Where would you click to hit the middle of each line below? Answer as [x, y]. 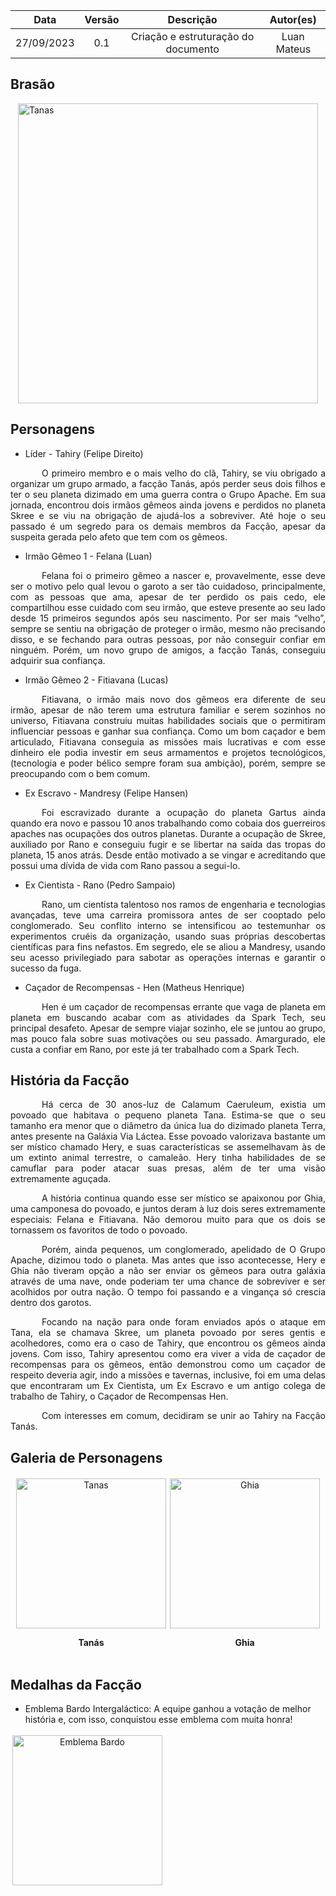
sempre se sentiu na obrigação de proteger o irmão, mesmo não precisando [168, 628]
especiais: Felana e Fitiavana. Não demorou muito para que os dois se [168, 1220]
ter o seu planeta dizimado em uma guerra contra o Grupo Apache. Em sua [168, 494]
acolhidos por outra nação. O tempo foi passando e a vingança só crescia [168, 1292]
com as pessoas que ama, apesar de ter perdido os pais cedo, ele [168, 596]
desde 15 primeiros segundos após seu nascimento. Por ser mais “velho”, [168, 618]
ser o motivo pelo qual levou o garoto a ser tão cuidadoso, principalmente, [168, 586]
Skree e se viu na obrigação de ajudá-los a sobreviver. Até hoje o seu [168, 515]
